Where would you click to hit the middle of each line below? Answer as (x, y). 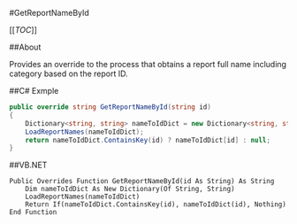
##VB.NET (28, 165)
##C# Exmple (34, 91)
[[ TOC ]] (23, 30)
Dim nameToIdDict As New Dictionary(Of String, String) (130, 189)
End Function (33, 212)
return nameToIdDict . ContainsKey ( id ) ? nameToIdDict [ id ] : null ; (148, 140)
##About (25, 47)
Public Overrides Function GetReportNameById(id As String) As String (142, 182)
